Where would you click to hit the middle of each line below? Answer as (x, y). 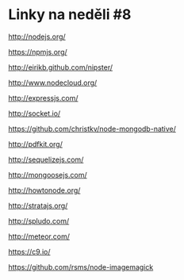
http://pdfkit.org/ (36, 144)
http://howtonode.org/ (44, 190)
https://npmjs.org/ (38, 52)
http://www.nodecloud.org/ (53, 82)
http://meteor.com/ (39, 236)
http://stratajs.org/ (38, 205)
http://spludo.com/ (39, 221)
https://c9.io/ (29, 251)
